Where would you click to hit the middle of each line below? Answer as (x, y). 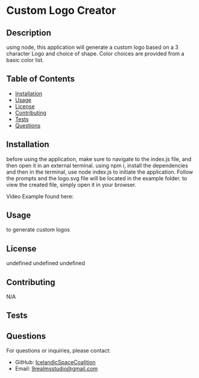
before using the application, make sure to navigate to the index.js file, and (99, 159)
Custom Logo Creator (61, 11)
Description (29, 33)
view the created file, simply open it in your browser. (71, 184)
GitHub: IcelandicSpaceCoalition (55, 362)
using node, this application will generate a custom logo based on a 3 (93, 47)
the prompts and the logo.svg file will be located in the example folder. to (97, 178)
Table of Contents (41, 79)
